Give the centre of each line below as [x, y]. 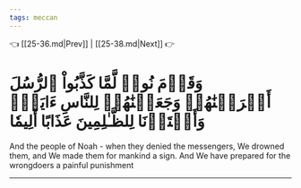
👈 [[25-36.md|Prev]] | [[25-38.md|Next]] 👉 [92, 43]
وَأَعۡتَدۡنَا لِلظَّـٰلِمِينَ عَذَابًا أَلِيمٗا [107, 121]
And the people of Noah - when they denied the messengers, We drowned [147, 146]
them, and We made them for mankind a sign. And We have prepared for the [150, 155]
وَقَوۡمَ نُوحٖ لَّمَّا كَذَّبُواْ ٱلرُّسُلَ [106, 83]
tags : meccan [34, 17]
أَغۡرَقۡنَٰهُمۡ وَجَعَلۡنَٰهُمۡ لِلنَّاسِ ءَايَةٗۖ [140, 102]
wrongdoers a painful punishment [72, 165]
